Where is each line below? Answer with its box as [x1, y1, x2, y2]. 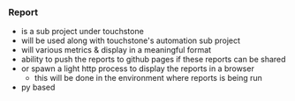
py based [20, 82, 56, 93]
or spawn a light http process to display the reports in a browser [20, 63, 255, 74]
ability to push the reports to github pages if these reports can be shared [20, 54, 286, 65]
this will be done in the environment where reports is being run [34, 73, 262, 83]
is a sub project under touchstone [20, 26, 145, 37]
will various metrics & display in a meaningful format [20, 45, 212, 55]
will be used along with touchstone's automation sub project [20, 35, 240, 46]
